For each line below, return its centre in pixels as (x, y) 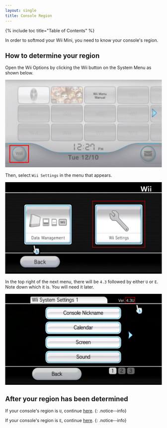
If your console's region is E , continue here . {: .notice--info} (66, 421)
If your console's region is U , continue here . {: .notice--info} (66, 411)
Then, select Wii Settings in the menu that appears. (59, 175)
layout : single (21, 10)
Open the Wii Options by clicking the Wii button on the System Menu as (78, 68)
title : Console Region (29, 16)
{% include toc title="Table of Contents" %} (50, 30)
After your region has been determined (67, 399)
